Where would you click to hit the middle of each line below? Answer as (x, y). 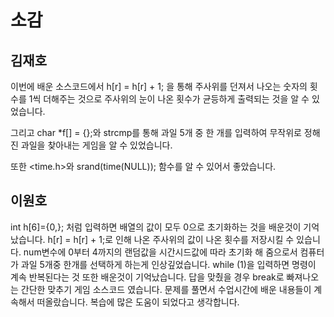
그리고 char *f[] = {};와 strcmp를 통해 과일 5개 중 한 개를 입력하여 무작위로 (156, 132)
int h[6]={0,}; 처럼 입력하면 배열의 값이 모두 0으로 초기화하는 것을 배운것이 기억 (165, 227)
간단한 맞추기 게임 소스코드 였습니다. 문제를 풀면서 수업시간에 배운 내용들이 (166, 289)
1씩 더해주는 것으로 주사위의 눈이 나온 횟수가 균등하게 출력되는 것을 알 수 (169, 99)
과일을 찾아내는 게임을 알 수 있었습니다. (96, 145)
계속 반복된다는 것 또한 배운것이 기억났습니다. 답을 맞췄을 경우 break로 (147, 277)
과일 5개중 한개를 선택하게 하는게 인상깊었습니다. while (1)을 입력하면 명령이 (168, 264)
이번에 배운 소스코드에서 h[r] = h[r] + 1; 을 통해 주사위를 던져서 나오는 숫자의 (159, 86)
